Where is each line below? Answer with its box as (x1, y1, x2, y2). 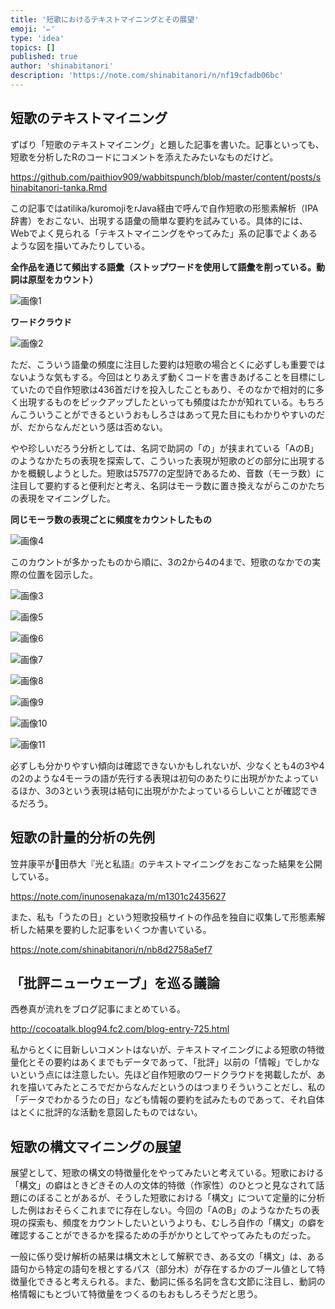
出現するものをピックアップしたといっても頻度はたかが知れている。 (18, 396, 298, 408)
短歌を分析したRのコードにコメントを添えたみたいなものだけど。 (10, 151, 279, 163)
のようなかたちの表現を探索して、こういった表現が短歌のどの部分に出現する (10, 454, 325, 466)
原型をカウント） (27, 273, 98, 285)
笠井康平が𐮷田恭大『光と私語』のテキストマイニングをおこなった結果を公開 (10, 857, 323, 870)
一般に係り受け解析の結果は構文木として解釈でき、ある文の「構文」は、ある (10, 1251, 325, 1263)
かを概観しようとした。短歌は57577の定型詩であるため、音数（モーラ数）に (10, 467, 325, 479)
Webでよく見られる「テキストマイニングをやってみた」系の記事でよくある (10, 227, 318, 239)
